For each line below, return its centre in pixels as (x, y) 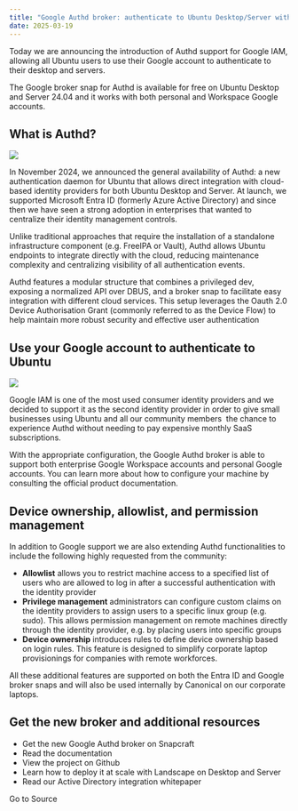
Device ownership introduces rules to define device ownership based (150, 639)
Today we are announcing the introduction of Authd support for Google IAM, (149, 51)
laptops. (24, 694)
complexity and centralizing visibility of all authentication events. (127, 265)
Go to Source (33, 799)
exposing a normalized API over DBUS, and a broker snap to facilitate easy (145, 292)
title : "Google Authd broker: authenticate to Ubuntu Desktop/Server (141, 17)
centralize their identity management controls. (93, 220)
